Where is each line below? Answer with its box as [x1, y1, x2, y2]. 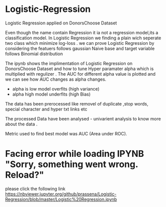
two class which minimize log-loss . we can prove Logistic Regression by [5, 40, 155, 46]
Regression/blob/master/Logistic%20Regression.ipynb [5, 196, 117, 202]
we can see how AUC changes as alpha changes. [5, 76, 107, 82]
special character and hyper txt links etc [5, 106, 87, 112]
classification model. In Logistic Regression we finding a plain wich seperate [5, 35, 162, 41]
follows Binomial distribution [5, 51, 63, 57]
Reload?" [5, 169, 44, 181]
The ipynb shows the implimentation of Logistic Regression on [5, 60, 133, 66]
